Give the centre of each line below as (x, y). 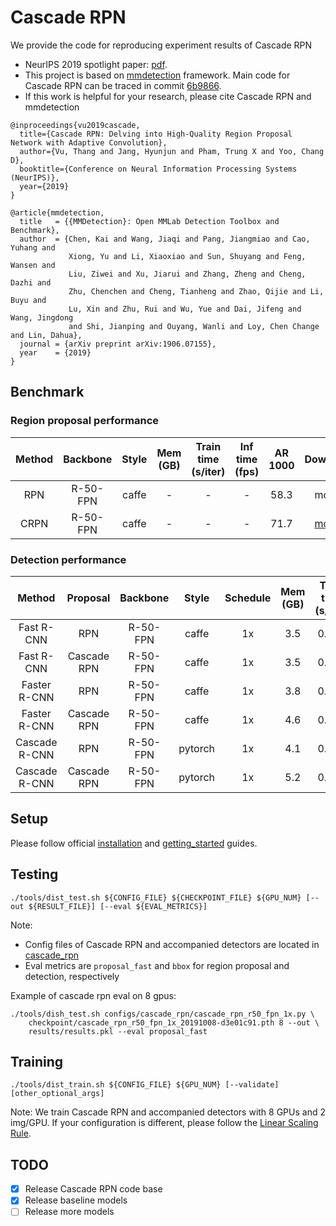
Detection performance (68, 559)
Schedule (248, 598)
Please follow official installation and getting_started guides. (134, 843)
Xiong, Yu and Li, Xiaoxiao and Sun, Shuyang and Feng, (187, 256)
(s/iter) (208, 471)
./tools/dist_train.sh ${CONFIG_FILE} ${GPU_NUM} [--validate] (145, 1085)
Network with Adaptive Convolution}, (89, 142)
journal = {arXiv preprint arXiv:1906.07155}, (118, 344)
